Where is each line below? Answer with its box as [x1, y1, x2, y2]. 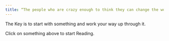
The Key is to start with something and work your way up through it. [5, 21, 146, 27]
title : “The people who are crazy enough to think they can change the [5, 7, 158, 12]
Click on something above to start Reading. [5, 30, 95, 36]
